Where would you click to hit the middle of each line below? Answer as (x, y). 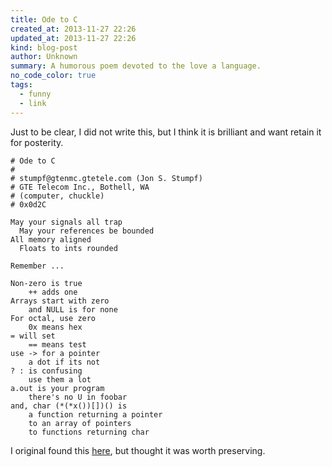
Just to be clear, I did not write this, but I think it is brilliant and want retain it (166, 132)
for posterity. (37, 142)
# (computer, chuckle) (57, 196)
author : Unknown (44, 57)
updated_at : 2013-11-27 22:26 (73, 38)
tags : (21, 85)
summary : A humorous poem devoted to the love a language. (136, 66)
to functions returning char (89, 432)
